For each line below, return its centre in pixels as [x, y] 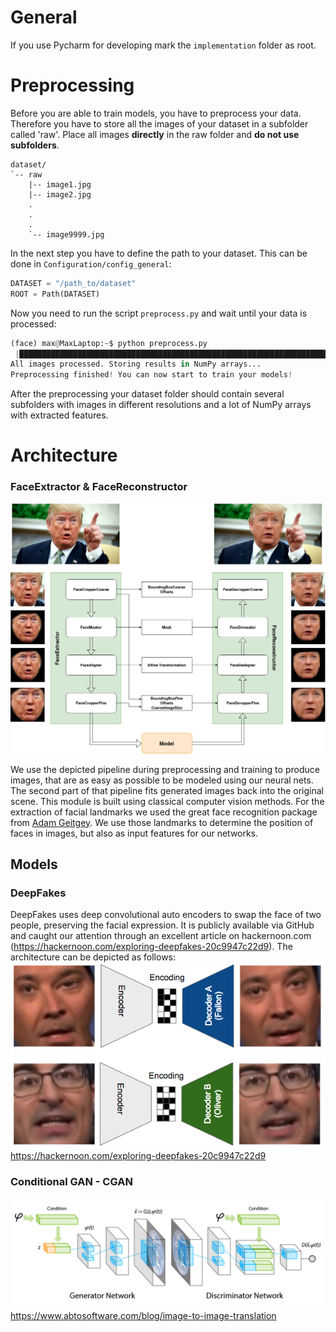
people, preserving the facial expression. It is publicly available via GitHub [162, 925]
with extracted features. [59, 415]
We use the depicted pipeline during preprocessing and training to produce [165, 769]
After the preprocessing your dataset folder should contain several [147, 394]
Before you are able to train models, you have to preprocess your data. [156, 113]
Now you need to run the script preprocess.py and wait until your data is [159, 313]
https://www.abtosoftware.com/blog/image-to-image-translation [143, 1315]
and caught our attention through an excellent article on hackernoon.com [161, 936]
